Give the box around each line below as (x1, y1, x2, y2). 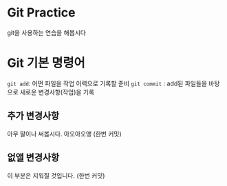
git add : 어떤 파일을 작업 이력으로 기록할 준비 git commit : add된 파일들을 (7, 79, 208, 87)
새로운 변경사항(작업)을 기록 (19, 87, 95, 96)
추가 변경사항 (7, 110, 60, 122)
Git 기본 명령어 (7, 55, 85, 71)
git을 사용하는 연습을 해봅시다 (7, 28, 86, 37)
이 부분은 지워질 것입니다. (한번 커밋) (7, 171, 105, 180)
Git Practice (7, 5, 76, 21)
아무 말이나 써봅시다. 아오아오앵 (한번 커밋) (7, 130, 122, 138)
